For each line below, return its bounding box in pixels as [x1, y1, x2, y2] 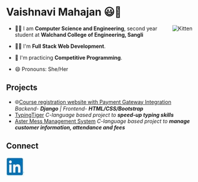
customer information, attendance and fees [14, 123, 125, 131]
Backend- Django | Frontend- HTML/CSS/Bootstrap [14, 105, 144, 112]
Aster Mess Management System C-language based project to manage [14, 118, 190, 125]
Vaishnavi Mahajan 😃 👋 [6, 5, 122, 19]
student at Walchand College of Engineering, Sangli [14, 31, 144, 38]
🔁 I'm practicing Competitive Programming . [14, 54, 122, 61]
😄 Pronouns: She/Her [14, 65, 69, 73]
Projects [6, 83, 38, 93]
